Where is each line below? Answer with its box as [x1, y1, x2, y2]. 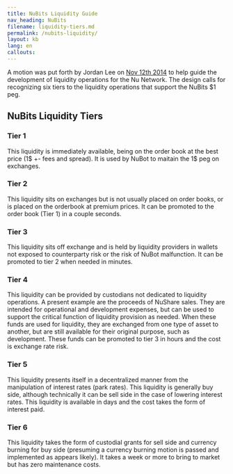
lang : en [7, 42, 33, 49]
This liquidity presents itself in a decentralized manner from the [7, 375, 189, 384]
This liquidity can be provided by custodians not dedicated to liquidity [7, 291, 207, 299]
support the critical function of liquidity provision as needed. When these [7, 313, 217, 321]
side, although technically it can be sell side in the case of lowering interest [7, 390, 223, 398]
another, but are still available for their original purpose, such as [7, 327, 190, 336]
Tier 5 [7, 359, 28, 369]
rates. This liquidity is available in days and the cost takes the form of [7, 398, 206, 406]
